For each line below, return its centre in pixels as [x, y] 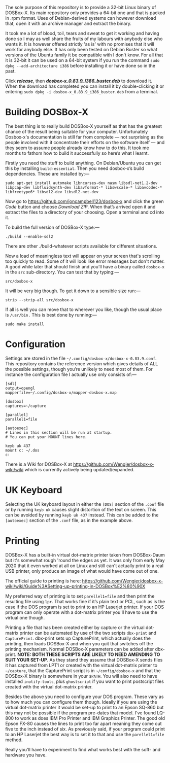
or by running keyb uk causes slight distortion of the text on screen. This [81, 509]
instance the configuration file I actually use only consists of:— [71, 374]
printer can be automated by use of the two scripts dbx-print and [88, 633]
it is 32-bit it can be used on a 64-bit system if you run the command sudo [82, 60]
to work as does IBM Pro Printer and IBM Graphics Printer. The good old [90, 718]
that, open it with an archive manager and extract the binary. [69, 23]
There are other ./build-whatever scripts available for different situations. [81, 246]
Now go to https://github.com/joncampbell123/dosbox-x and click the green [84, 201]
